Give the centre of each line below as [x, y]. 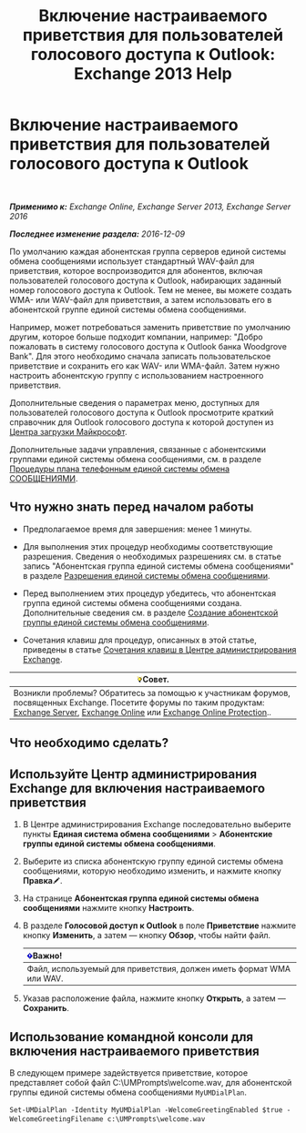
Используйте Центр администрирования [133, 774]
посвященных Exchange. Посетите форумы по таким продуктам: [139, 703]
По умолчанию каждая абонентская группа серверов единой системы [148, 251]
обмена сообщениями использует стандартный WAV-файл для [132, 261]
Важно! [47, 956]
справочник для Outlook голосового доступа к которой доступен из [142, 422]
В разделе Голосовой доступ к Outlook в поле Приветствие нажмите [159, 926]
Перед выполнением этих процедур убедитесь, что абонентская [149, 593]
